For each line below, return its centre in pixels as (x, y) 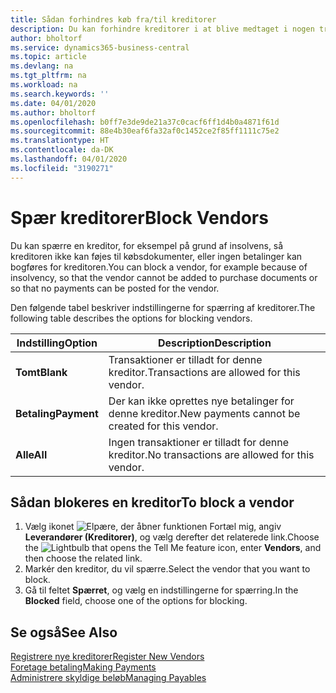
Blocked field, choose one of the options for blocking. (136, 601)
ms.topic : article (48, 57)
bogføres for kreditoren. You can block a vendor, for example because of (159, 267)
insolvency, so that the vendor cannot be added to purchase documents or (164, 277)
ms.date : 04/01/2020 (53, 103)
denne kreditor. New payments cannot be (204, 413)
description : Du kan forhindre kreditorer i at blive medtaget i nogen (162, 29)
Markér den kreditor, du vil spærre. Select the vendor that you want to (167, 569)
